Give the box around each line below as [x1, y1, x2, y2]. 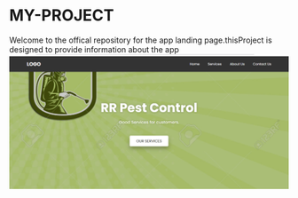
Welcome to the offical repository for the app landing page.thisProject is [9, 35, 272, 45]
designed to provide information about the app [9, 44, 180, 54]
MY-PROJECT [9, 5, 114, 26]
